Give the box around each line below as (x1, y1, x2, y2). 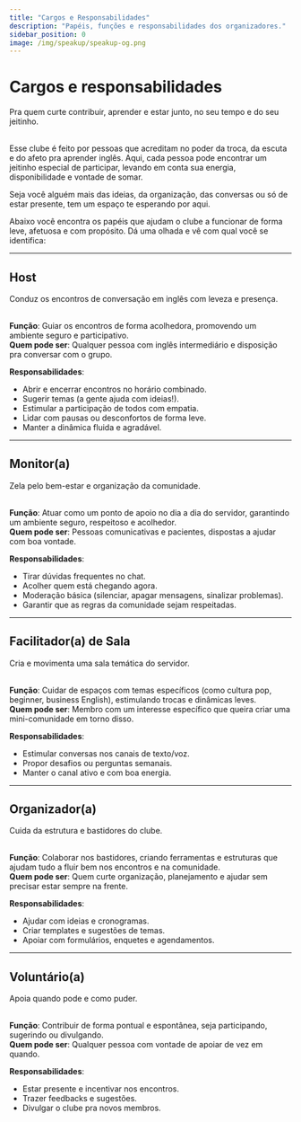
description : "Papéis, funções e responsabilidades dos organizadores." (9, 22, 287, 31)
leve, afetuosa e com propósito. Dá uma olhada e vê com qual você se (9, 225, 269, 236)
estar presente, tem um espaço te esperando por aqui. (9, 199, 211, 209)
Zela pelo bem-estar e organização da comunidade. (9, 480, 202, 490)
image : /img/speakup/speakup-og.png (9, 38, 146, 48)
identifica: (9, 235, 47, 246)
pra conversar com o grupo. (9, 349, 113, 359)
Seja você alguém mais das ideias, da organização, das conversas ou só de (9, 190, 288, 200)
